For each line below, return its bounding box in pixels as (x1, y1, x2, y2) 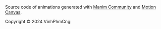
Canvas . (5, 9, 22, 15)
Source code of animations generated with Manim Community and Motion (5, 4, 156, 10)
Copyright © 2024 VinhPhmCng (5, 19, 71, 24)
